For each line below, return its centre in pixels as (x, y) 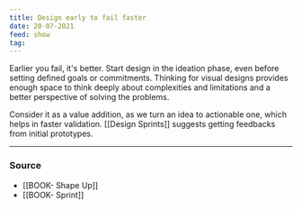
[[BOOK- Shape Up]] (60, 185)
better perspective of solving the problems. (89, 97)
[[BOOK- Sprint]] (53, 195)
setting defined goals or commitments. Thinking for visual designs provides (149, 78)
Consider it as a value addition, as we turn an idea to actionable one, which (148, 114)
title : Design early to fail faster (78, 18)
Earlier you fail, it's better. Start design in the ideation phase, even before (144, 68)
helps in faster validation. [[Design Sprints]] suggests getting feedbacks (142, 124)
